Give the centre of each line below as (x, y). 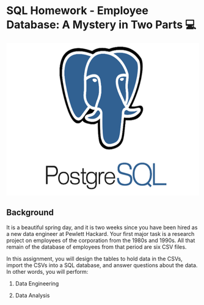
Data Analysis (32, 295)
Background (30, 212)
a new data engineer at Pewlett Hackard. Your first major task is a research (100, 233)
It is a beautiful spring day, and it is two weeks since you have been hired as (102, 227)
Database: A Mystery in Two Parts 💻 (101, 25)
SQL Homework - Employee (77, 11)
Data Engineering (37, 283)
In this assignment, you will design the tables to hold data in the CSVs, (95, 259)
